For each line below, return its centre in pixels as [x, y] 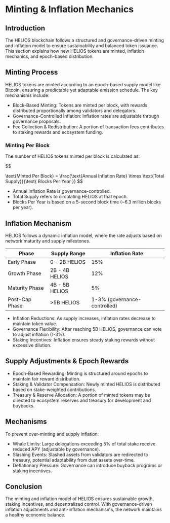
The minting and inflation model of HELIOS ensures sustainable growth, [80, 499]
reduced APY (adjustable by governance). [56, 449]
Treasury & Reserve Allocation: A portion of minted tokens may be [81, 395]
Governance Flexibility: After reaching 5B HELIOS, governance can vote [87, 329]
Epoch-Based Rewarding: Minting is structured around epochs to [80, 373]
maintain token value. [35, 324]
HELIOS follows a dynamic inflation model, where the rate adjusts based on [83, 235]
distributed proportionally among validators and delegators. [74, 111]
